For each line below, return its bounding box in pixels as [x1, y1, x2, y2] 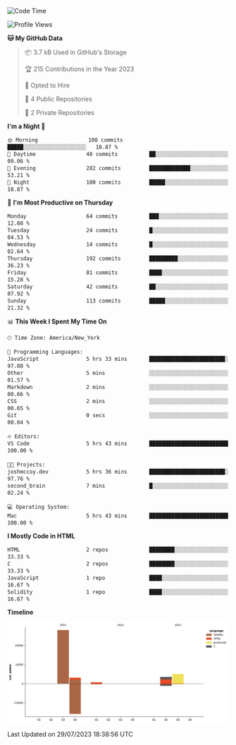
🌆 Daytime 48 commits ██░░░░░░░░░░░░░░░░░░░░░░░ [7, 151, 229, 158]
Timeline [7, 608, 34, 616]
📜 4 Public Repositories [24, 95, 93, 103]
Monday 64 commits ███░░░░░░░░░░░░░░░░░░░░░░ [7, 213, 229, 220]
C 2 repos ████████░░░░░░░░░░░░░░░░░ [7, 560, 229, 567]
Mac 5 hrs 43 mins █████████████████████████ [7, 512, 229, 519]
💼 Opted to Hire [24, 81, 70, 90]
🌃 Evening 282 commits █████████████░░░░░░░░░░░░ [7, 165, 229, 172]
